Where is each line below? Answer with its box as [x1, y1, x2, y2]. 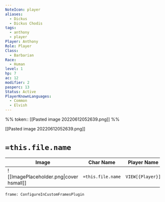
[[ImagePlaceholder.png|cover [7, 173, 79, 180]
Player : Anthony [5, 39, 38, 44]
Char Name [88, 159, 115, 166]
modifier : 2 [5, 80, 29, 85]
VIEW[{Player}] [125, 174, 161, 179]
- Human [9, 62, 26, 67]
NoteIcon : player [5, 7, 41, 12]
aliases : [5, 12, 23, 17]
